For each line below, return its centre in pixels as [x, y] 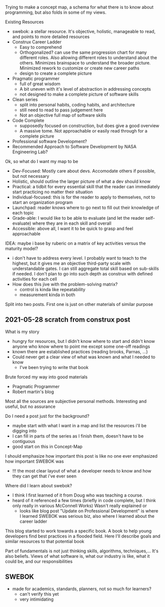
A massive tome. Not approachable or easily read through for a [83, 131]
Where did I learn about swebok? [39, 485]
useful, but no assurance [30, 406]
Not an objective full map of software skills [63, 115]
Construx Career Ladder [37, 42]
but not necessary [31, 176]
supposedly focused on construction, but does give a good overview [89, 126]
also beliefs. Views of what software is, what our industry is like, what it [78, 556]
